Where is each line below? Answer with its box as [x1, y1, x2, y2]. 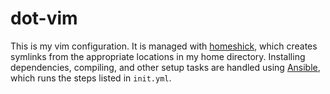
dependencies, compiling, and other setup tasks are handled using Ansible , [10, 61, 321, 73]
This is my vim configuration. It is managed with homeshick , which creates [10, 40, 318, 52]
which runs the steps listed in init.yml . [10, 72, 172, 84]
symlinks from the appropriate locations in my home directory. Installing [10, 50, 306, 62]
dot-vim [10, 7, 78, 30]
